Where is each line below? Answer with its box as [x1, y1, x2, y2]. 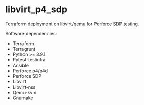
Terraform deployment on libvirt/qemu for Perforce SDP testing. [5, 20, 139, 27]
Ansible [12, 62, 29, 68]
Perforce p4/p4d [12, 68, 49, 74]
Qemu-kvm [12, 89, 37, 95]
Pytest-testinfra [12, 56, 46, 62]
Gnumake [12, 95, 33, 101]
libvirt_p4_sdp [5, 4, 68, 15]
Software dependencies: [5, 30, 57, 36]
